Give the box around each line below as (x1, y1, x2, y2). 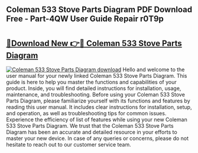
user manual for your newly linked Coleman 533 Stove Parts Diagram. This (6, 72, 187, 79)
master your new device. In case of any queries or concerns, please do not (6, 135, 189, 142)
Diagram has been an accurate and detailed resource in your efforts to (6, 129, 177, 135)
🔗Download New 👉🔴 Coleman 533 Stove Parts (6, 38, 182, 48)
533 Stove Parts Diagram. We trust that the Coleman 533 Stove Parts (6, 122, 174, 129)
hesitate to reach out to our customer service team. (6, 141, 131, 148)
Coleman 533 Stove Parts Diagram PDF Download (6, 5, 193, 15)
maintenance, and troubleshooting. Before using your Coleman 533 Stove (6, 91, 185, 98)
